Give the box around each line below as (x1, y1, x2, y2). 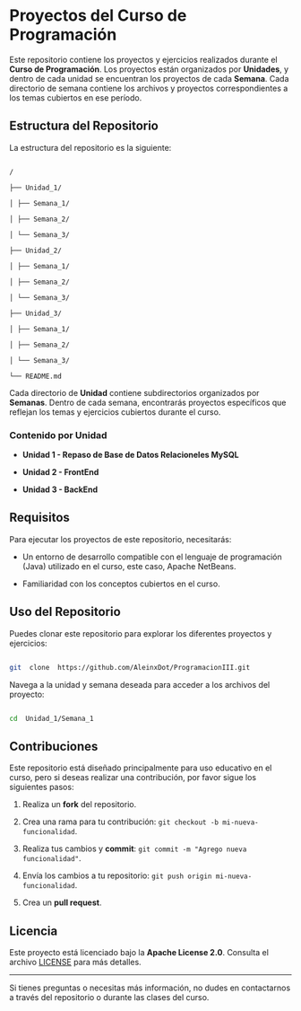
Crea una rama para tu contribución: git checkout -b (21, 816, 219, 827)
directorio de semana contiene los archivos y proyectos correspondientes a (9, 83, 288, 93)
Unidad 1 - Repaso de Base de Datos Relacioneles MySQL (21, 450, 239, 461)
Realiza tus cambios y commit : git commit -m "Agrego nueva (21, 843, 247, 854)
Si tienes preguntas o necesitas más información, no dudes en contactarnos (9, 982, 291, 993)
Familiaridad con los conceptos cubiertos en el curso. (21, 578, 221, 589)
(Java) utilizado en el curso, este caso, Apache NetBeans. (21, 560, 236, 571)
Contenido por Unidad (9, 428, 107, 441)
